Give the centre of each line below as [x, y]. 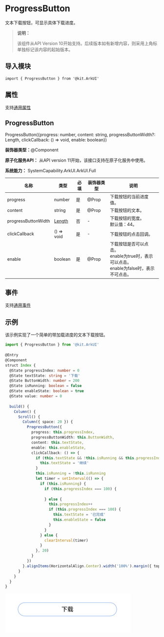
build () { [19, 406]
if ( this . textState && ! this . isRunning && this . [86, 458]
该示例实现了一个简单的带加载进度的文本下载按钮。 [56, 335]
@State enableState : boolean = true [47, 391]
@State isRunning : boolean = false [46, 386]
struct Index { [20, 365]
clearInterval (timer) [66, 540]
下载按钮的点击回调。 [131, 234]
